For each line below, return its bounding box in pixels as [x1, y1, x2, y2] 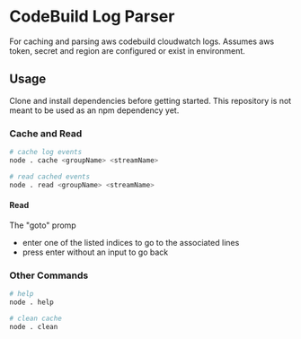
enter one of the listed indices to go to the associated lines [22, 237, 240, 248]
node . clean [9, 322, 58, 331]
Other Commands [9, 269, 89, 282]
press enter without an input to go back [22, 247, 169, 257]
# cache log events [9, 148, 83, 157]
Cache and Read [9, 127, 83, 140]
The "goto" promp [9, 220, 76, 230]
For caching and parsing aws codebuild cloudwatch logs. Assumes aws [9, 36, 275, 47]
